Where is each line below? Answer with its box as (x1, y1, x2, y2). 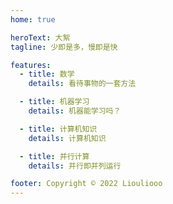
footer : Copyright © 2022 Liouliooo (10, 179, 163, 189)
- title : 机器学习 (19, 97, 90, 107)
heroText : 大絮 (10, 32, 71, 43)
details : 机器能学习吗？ (28, 106, 122, 116)
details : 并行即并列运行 (28, 161, 122, 171)
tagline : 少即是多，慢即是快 (10, 42, 118, 52)
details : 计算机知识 (28, 133, 107, 143)
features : (10, 60, 52, 70)
